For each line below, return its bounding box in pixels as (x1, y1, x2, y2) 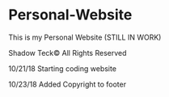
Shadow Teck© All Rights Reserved (8, 48, 127, 57)
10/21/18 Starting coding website (8, 63, 117, 74)
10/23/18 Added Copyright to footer (8, 79, 127, 89)
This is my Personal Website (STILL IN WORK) (8, 32, 162, 42)
